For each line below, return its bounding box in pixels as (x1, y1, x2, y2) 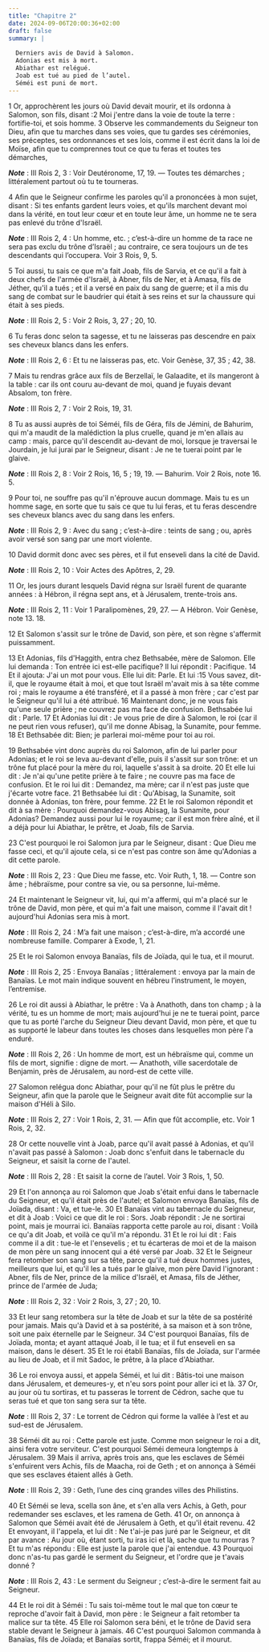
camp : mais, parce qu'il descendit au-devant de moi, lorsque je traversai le (8, 435, 258, 446)
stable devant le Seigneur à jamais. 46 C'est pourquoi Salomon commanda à (8, 1625, 261, 1635)
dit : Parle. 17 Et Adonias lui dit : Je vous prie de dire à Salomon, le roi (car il (8, 713, 258, 722)
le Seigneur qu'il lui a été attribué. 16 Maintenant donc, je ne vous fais (8, 696, 238, 705)
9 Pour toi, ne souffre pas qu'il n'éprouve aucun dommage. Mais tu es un (8, 493, 250, 502)
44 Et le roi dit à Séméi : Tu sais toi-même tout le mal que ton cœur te (8, 1600, 238, 1609)
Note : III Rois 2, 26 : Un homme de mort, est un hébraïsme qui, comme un (8, 1049, 255, 1059)
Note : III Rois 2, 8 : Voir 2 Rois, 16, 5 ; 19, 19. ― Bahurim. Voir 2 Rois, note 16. (8, 468, 262, 478)
